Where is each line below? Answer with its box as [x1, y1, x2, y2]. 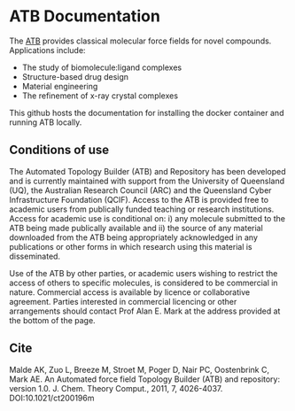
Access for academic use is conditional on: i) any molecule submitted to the [9, 213, 286, 223]
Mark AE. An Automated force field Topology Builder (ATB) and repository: [9, 374, 281, 384]
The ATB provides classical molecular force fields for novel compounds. [9, 35, 272, 46]
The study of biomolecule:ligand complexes [21, 62, 182, 73]
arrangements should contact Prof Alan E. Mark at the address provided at [9, 306, 281, 316]
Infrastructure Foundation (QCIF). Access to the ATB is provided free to [9, 194, 268, 205]
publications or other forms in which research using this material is [9, 241, 252, 252]
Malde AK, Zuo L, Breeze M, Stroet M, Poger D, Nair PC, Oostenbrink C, [9, 364, 270, 375]
